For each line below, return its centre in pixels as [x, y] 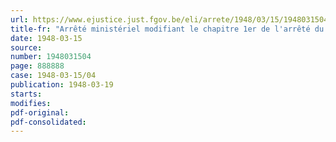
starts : [26, 94]
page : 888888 [37, 66]
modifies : [31, 103]
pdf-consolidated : [48, 122]
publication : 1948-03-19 [62, 85]
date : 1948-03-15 [46, 38]
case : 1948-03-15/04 [53, 76]
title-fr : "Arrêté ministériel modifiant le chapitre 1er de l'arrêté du [167, 29]
